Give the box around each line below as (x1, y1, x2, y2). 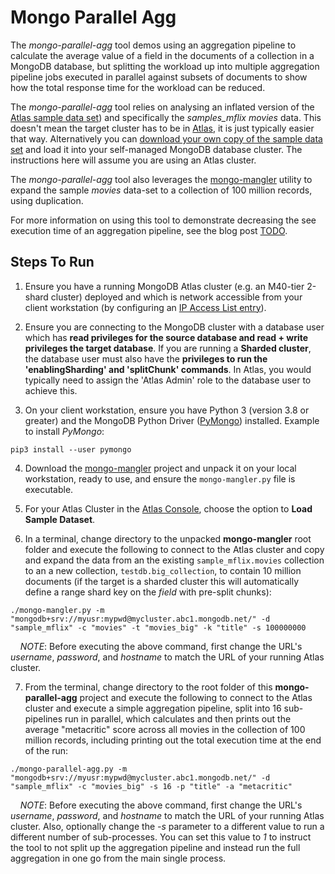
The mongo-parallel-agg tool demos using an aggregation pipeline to (10, 39, 297, 51)
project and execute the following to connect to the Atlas (79, 691, 313, 703)
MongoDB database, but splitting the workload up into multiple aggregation (10, 60, 320, 72)
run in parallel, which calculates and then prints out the (64, 712, 292, 725)
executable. (24, 483, 74, 495)
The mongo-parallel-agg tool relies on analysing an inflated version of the (10, 101, 315, 113)
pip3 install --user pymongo (10, 444, 132, 455)
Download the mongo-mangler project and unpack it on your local (24, 462, 297, 474)
